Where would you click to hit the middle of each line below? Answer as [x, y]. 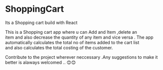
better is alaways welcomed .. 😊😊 [41, 62]
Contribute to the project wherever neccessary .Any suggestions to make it [81, 57]
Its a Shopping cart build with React [41, 23]
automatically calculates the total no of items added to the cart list [72, 42]
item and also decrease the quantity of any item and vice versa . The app [79, 37]
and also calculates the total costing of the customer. [59, 47]
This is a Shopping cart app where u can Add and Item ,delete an [71, 32]
